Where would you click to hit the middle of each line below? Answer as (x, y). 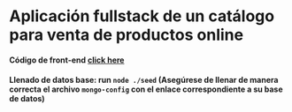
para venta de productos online (127, 35)
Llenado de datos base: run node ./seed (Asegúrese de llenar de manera (144, 80)
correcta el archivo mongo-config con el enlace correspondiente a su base (146, 89)
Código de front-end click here (67, 60)
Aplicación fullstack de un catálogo (142, 16)
